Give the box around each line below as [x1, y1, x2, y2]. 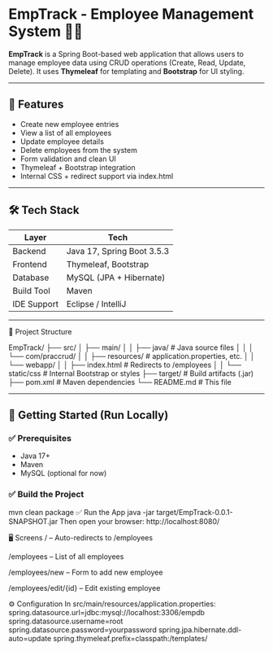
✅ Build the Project [8, 489, 84, 500]
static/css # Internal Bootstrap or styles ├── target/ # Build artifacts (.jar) [8, 368, 254, 378]
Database [12, 272, 50, 283]
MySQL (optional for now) [19, 469, 107, 478]
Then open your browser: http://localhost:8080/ [59, 516, 220, 526]
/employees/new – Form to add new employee [8, 567, 163, 577]
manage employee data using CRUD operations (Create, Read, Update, [8, 58, 246, 68]
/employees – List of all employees [8, 551, 124, 561]
